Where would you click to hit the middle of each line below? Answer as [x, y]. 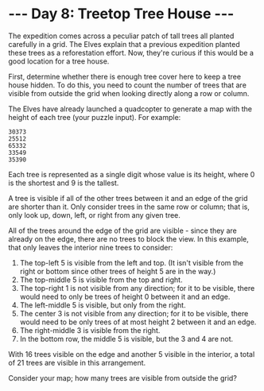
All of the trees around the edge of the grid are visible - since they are [122, 230]
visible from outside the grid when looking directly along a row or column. [129, 93]
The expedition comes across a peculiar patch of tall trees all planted [121, 36]
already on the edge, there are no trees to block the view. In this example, [128, 238]
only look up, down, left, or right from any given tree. [95, 215]
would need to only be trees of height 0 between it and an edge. [125, 296]
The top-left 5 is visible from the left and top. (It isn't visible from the [132, 262]
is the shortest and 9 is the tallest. [64, 183]
